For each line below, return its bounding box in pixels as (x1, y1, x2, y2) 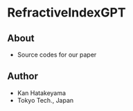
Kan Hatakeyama (17, 88, 66, 97)
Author (7, 70, 38, 82)
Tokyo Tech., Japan (17, 96, 74, 104)
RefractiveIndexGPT (7, 5, 126, 21)
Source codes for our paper (17, 50, 97, 59)
